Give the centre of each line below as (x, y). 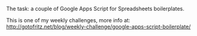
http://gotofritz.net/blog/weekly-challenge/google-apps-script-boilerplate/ (98, 27)
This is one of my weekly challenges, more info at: (68, 20)
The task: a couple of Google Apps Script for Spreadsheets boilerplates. (95, 9)
